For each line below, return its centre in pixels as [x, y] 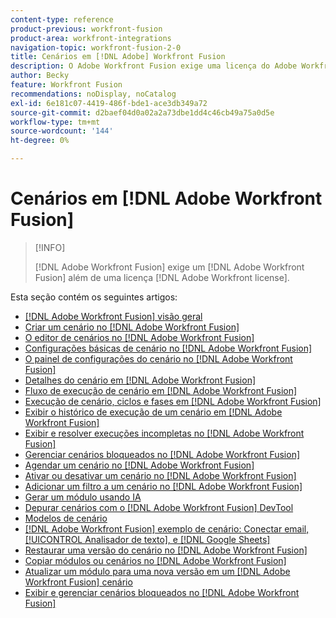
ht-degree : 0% [40, 141]
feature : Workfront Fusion [66, 85]
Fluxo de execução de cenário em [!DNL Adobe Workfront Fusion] [161, 390]
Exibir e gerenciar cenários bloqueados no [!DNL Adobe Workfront [162, 592]
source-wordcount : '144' [62, 131]
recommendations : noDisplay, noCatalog [93, 94]
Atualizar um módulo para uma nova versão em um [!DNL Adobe [157, 571]
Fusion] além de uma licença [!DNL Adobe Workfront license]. [162, 277]
